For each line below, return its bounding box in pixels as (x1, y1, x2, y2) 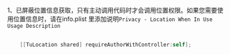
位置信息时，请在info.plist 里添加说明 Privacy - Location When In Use (13, 15, 213, 23)
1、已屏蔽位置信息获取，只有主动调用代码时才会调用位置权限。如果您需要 (7, 6, 217, 14)
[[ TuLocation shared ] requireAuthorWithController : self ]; (20, 41, 192, 48)
